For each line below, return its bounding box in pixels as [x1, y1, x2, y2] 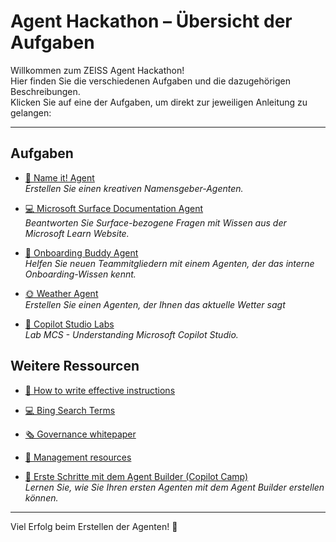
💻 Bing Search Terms [24, 404, 116, 416]
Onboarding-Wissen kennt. [24, 268, 137, 280]
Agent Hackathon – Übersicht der [10, 10, 293, 33]
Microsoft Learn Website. [24, 227, 130, 239]
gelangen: [10, 106, 52, 119]
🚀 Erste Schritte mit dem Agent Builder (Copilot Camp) [24, 470, 249, 482]
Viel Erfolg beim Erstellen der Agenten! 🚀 [10, 520, 178, 532]
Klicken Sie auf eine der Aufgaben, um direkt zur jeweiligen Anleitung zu [10, 96, 308, 108]
